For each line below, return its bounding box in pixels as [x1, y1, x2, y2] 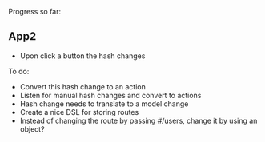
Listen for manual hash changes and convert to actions [19, 90, 202, 100]
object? [19, 124, 46, 134]
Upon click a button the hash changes [19, 51, 146, 61]
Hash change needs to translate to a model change [19, 99, 189, 108]
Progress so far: [8, 7, 62, 16]
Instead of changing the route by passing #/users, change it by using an [19, 116, 258, 125]
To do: [8, 66, 30, 76]
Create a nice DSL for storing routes [19, 107, 139, 116]
